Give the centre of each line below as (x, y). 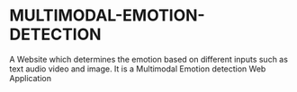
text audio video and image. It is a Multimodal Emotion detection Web (138, 69)
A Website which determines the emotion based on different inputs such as (148, 59)
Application (31, 78)
